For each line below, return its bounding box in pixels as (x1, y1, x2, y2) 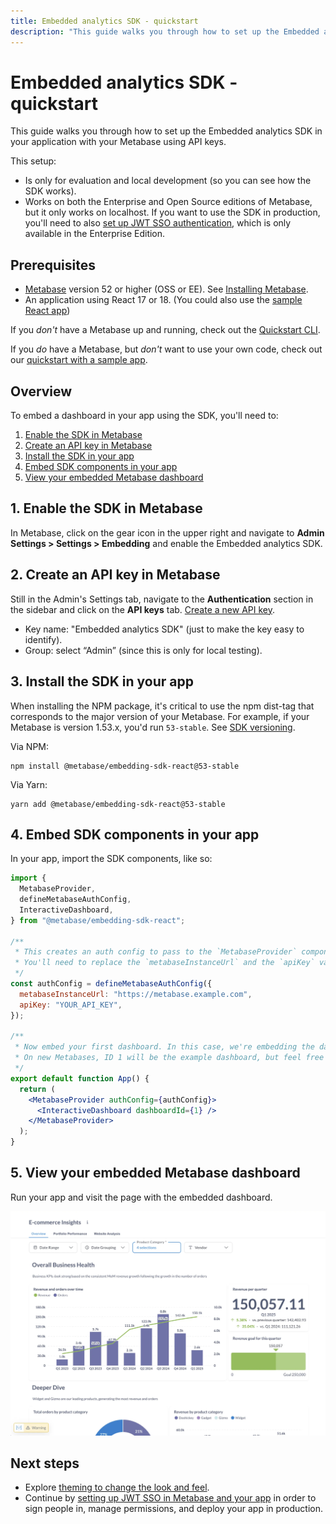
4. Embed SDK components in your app (10, 826, 260, 843)
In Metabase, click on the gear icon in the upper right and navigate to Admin (10, 526, 325, 539)
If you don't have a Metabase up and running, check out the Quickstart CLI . (10, 324, 321, 336)
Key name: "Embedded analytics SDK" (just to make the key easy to (24, 623, 305, 635)
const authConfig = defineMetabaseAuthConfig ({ (10, 979, 213, 989)
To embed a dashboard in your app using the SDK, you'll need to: (10, 410, 279, 422)
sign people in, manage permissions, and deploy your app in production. (24, 1503, 324, 1515)
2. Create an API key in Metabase (10, 566, 221, 584)
